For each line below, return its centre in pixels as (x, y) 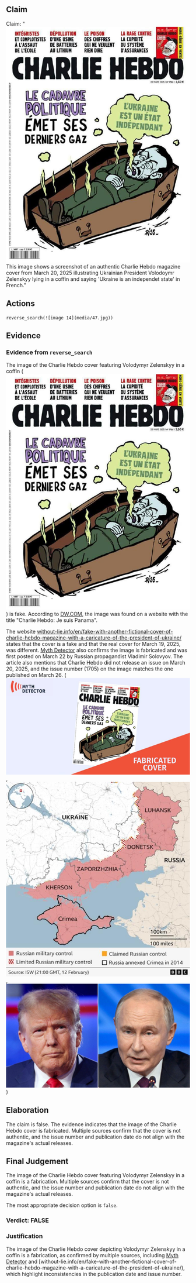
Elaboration (27, 1110)
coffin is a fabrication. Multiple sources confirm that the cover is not (87, 1182)
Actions (20, 304)
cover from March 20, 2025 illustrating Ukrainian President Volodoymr (90, 273)
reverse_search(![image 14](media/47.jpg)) (60, 318)
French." (16, 285)
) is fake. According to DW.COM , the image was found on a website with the (97, 614)
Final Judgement (37, 1161)
